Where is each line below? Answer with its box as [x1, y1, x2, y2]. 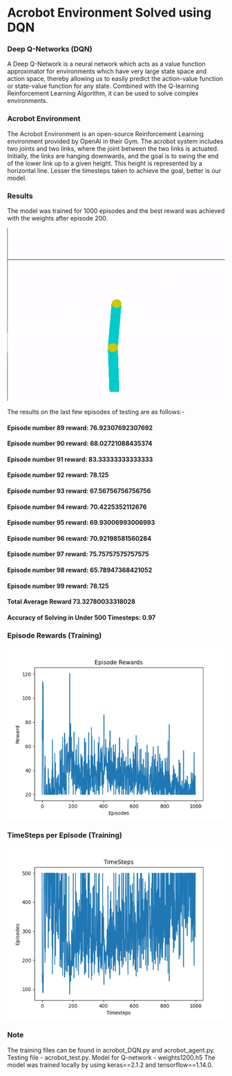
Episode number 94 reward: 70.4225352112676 [7, 503, 147, 511]
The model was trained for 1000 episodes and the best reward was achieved [7, 207, 225, 215]
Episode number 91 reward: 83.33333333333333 [7, 455, 153, 463]
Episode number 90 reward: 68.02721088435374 [7, 439, 153, 447]
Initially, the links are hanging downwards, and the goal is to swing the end [7, 151, 219, 160]
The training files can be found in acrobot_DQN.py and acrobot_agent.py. [7, 1046, 215, 1054]
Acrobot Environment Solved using [7, 5, 212, 21]
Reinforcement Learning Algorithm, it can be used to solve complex [7, 89, 199, 98]
